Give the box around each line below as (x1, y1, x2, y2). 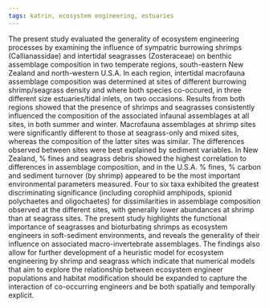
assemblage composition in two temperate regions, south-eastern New (8, 60, 244, 69)
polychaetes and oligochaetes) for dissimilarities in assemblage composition (8, 196, 261, 206)
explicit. (8, 290, 35, 300)
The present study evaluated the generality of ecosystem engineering (8, 34, 239, 43)
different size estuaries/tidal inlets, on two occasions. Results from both (8, 93, 246, 103)
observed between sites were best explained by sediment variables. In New (8, 145, 259, 154)
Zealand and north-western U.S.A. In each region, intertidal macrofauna (8, 68, 246, 77)
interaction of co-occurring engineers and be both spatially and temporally (8, 281, 255, 291)
